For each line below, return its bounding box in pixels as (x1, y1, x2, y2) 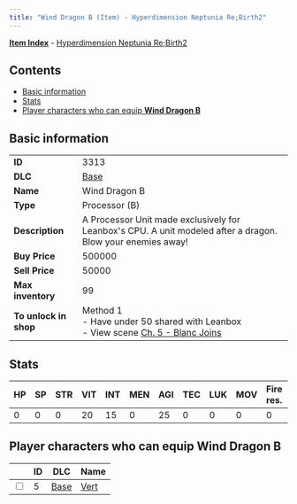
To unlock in (13, 310, 66, 322)
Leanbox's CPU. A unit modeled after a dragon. (82, 225, 278, 237)
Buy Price (13, 250, 56, 262)
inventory (13, 290, 56, 302)
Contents (9, 63, 62, 78)
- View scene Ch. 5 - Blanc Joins (82, 327, 222, 339)
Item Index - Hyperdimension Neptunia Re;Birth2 (9, 37, 187, 48)
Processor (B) (82, 199, 140, 212)
